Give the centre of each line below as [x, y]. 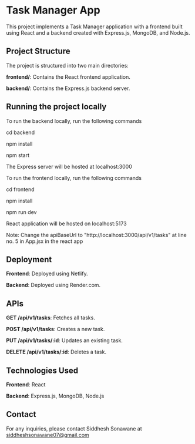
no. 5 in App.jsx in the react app [45, 241]
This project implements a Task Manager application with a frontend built [95, 26]
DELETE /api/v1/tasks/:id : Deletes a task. [56, 352]
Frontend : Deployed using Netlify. [47, 273]
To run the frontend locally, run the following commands [74, 178]
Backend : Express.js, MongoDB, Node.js [55, 396]
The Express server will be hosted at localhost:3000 [69, 166]
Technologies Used [42, 370]
